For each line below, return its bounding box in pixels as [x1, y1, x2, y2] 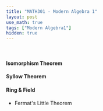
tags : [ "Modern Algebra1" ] [6, 25, 72, 31]
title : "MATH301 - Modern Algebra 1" [6, 8, 98, 15]
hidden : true [6, 30, 38, 36]
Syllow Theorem [6, 73, 47, 80]
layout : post [6, 14, 38, 20]
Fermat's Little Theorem [14, 99, 72, 106]
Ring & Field [6, 86, 35, 93]
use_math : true [6, 19, 43, 25]
